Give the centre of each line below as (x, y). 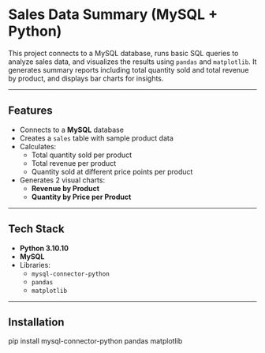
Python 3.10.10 (44, 248)
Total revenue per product (74, 163)
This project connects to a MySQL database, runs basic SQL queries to (123, 53)
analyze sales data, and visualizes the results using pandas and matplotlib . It (132, 62)
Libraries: (35, 265)
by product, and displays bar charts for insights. (86, 78)
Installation (36, 322)
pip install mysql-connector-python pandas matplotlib (95, 341)
